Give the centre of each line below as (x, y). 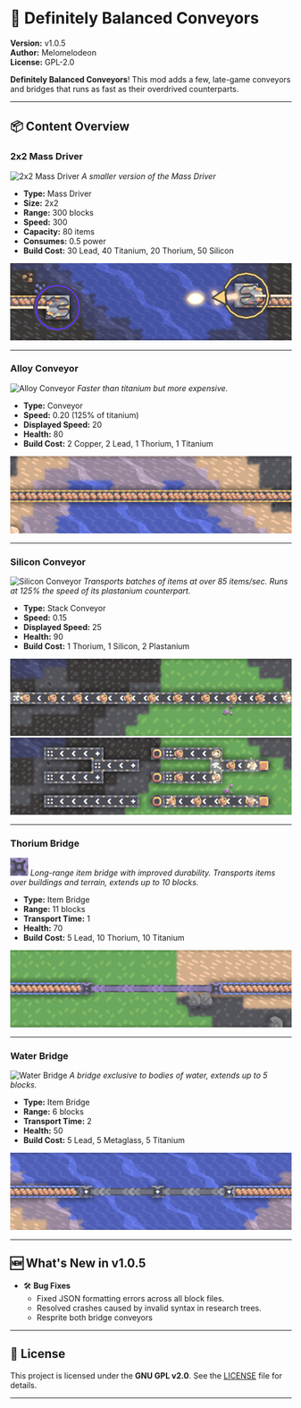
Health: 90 (43, 636)
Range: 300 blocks (59, 212)
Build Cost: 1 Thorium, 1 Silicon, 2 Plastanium (106, 646)
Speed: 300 (45, 222)
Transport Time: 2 (57, 1122)
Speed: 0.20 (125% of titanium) (81, 414)
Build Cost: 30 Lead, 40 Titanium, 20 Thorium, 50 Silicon (129, 251)
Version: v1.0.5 (38, 43)
